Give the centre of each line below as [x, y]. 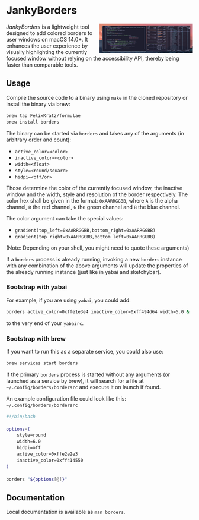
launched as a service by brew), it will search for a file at [75, 380]
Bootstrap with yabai [37, 287]
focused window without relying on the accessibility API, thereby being [93, 58]
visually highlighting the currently [47, 52]
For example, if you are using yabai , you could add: [69, 300]
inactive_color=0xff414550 [50, 460]
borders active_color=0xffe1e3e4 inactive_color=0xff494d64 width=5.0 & [98, 312]
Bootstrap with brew [36, 338]
